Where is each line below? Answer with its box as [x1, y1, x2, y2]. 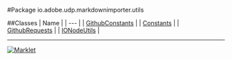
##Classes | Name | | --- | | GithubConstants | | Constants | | [7, 19, 180, 27]
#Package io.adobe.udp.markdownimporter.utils [7, 6, 144, 14]
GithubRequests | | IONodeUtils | [7, 27, 100, 34]
